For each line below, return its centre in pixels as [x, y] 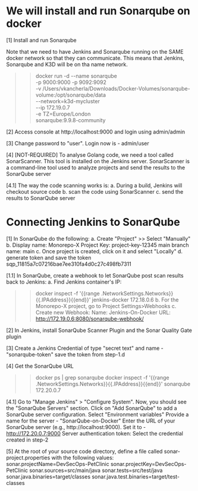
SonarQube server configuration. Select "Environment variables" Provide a [98, 414]
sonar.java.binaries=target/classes [48, 476]
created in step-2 [27, 440]
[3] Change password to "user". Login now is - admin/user [78, 143]
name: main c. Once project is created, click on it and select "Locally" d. [95, 251]
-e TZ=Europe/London [63, 114]
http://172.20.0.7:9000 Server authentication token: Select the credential [95, 433]
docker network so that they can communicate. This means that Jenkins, [95, 58]
